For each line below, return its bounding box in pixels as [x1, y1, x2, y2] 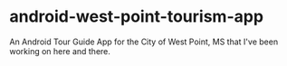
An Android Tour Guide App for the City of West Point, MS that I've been [9, 36, 279, 47]
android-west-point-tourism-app [9, 6, 264, 27]
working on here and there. [9, 45, 111, 56]
